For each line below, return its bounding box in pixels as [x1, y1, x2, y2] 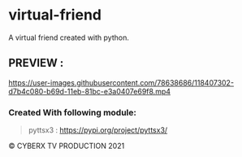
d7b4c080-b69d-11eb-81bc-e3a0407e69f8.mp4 [8, 86, 171, 96]
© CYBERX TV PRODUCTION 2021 [8, 141, 125, 151]
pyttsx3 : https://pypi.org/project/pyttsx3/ [28, 125, 168, 135]
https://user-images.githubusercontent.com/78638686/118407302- [8, 77, 234, 87]
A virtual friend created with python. [8, 33, 130, 42]
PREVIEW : [8, 56, 64, 70]
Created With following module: [8, 107, 136, 118]
